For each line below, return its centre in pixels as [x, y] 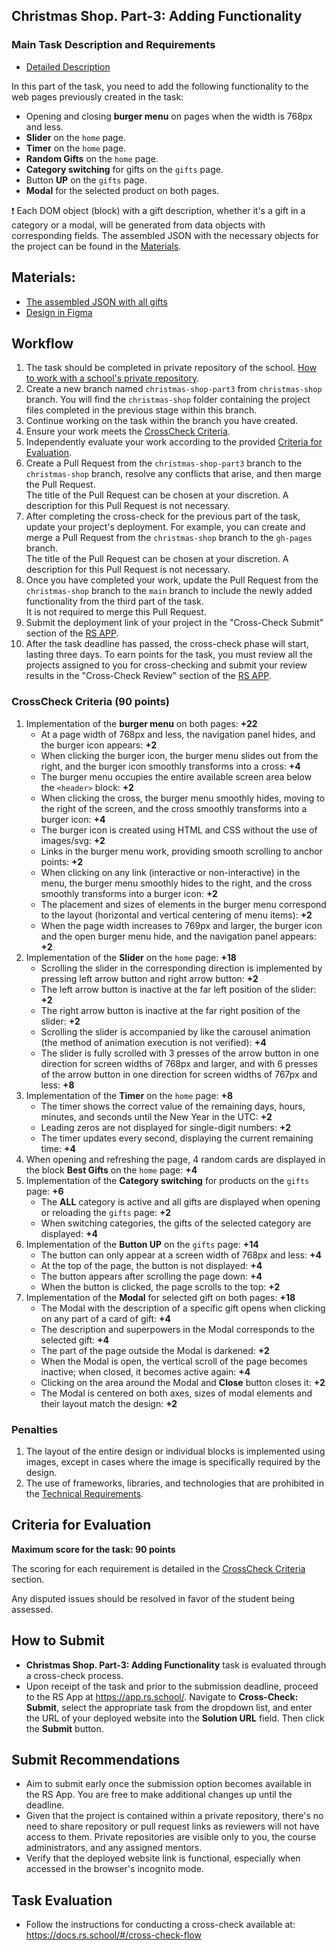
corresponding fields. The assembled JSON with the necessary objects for [165, 235]
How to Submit [58, 1640]
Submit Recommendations [96, 1759]
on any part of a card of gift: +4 [106, 1318]
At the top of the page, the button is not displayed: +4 [151, 1265]
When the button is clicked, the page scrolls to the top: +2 [160, 1286]
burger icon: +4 [73, 819]
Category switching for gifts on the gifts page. [124, 169]
